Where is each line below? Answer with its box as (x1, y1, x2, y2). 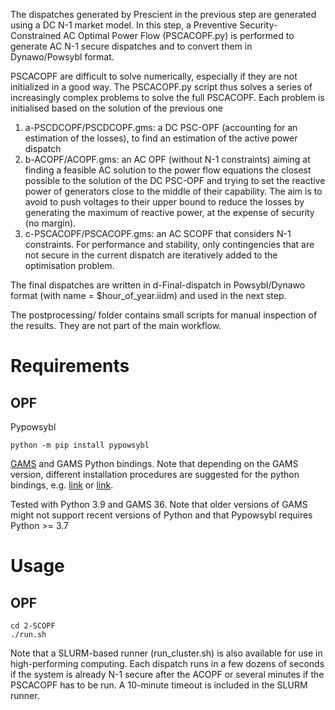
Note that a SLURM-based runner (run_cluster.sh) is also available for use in (10, 647, 323, 659)
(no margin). (24, 217, 77, 229)
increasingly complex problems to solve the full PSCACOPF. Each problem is (10, 92, 325, 103)
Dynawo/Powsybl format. (10, 51, 115, 63)
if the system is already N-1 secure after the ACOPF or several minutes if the (10, 669, 325, 680)
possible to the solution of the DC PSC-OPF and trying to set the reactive (24, 175, 326, 186)
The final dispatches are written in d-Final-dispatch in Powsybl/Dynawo (10, 279, 306, 291)
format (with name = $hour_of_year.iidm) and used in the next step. (10, 290, 287, 301)
